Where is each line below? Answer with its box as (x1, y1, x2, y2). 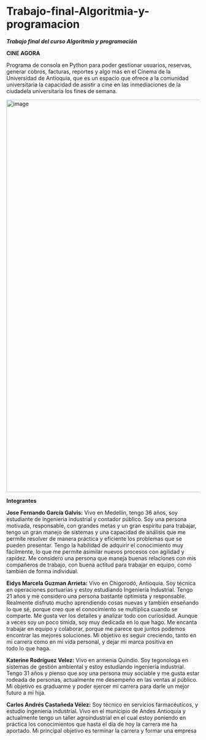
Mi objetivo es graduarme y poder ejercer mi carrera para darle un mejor (6, 682, 190, 690)
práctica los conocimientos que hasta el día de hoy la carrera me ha (6, 720, 178, 728)
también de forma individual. (6, 567, 78, 574)
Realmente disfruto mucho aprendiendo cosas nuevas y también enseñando (6, 599, 199, 606)
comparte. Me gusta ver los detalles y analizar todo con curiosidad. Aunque (6, 612, 198, 619)
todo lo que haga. (6, 644, 51, 652)
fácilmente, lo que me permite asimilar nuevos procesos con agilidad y (6, 547, 185, 555)
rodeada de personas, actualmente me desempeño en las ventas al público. (6, 676, 198, 683)
